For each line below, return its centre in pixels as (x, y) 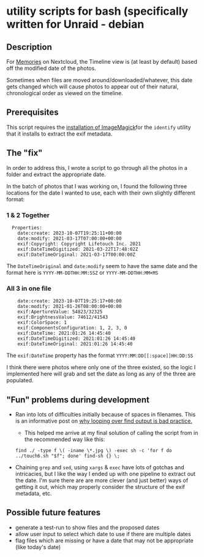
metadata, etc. (33, 494)
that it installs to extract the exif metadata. (59, 134)
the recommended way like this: (65, 439)
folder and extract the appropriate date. (56, 174)
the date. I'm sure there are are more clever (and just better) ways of (102, 480)
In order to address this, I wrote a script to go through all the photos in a (97, 167)
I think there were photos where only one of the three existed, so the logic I (101, 367)
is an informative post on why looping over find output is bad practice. (104, 421)
